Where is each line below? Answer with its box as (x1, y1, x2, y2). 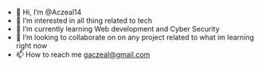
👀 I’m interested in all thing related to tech (15, 16, 153, 25)
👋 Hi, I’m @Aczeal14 (15, 8, 82, 17)
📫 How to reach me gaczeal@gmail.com (15, 50, 151, 59)
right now (15, 41, 48, 50)
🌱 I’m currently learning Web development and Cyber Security (15, 24, 221, 33)
